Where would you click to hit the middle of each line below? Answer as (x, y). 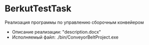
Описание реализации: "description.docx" (56, 32)
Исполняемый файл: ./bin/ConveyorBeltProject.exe (65, 37)
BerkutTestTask (38, 9)
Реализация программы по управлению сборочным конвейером (74, 22)
